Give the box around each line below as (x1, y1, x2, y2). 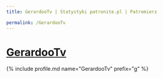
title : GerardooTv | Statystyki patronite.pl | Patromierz (6, 8, 158, 15)
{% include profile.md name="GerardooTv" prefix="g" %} (6, 65, 149, 73)
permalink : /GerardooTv (6, 19, 66, 26)
